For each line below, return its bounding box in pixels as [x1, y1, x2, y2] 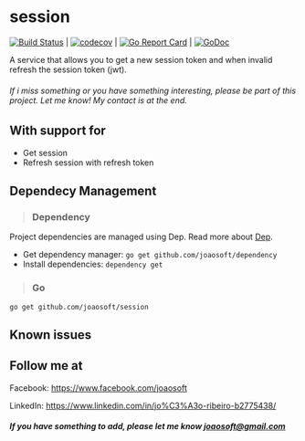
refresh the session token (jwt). [9, 64, 128, 75]
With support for [9, 123, 107, 139]
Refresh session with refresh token [22, 157, 154, 168]
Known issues [9, 327, 92, 342]
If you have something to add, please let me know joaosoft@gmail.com [9, 421, 286, 432]
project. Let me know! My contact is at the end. [9, 94, 187, 106]
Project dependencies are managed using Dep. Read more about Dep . [9, 231, 274, 243]
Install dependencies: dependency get [22, 258, 163, 270]
